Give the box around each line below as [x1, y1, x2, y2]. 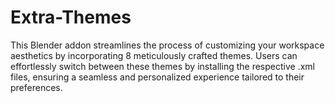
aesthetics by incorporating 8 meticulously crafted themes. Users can [10, 49, 298, 61]
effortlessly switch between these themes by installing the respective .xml [10, 60, 315, 72]
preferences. [10, 81, 63, 93]
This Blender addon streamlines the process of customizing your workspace [10, 39, 325, 51]
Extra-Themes [10, 6, 132, 29]
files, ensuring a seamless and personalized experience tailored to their [10, 71, 305, 83]
